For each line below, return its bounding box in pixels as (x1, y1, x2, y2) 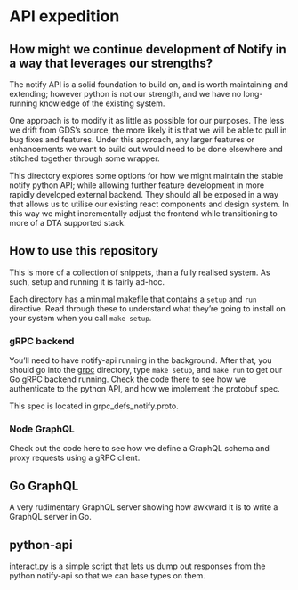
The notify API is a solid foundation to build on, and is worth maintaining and (9, 79, 289, 90)
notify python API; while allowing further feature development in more (9, 180, 265, 190)
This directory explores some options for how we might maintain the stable (9, 171, 284, 181)
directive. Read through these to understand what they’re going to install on (9, 303, 286, 313)
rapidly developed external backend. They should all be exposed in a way (9, 190, 278, 199)
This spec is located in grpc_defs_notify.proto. (9, 400, 180, 411)
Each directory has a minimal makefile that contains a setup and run (9, 294, 257, 304)
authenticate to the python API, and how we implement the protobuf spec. (9, 384, 280, 394)
